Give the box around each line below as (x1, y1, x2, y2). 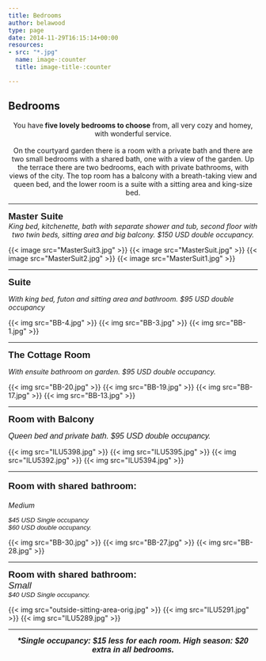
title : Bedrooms (8, 11, 62, 20)
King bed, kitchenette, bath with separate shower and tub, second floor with (8, 221, 258, 230)
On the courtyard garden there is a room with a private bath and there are (13, 146, 253, 155)
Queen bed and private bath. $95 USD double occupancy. (8, 431, 211, 440)
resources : (8, 41, 44, 49)
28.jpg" (8, 545, 32, 555)
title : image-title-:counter (15, 63, 112, 71)
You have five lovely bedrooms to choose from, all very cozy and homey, (13, 120, 253, 130)
